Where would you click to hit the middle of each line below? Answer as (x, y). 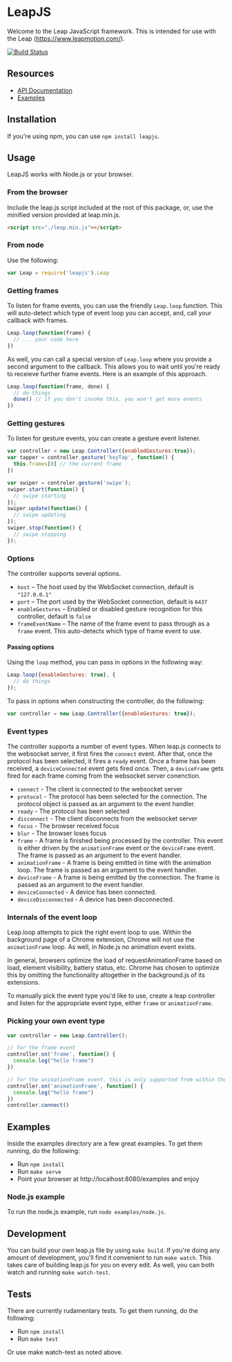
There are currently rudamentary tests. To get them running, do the (103, 1311)
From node (26, 245)
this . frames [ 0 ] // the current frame (68, 464)
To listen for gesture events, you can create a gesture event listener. (104, 438)
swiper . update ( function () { (48, 509)
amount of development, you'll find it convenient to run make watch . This (109, 1258)
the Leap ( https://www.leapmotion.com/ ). (66, 38)
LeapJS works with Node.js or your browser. (70, 174)
